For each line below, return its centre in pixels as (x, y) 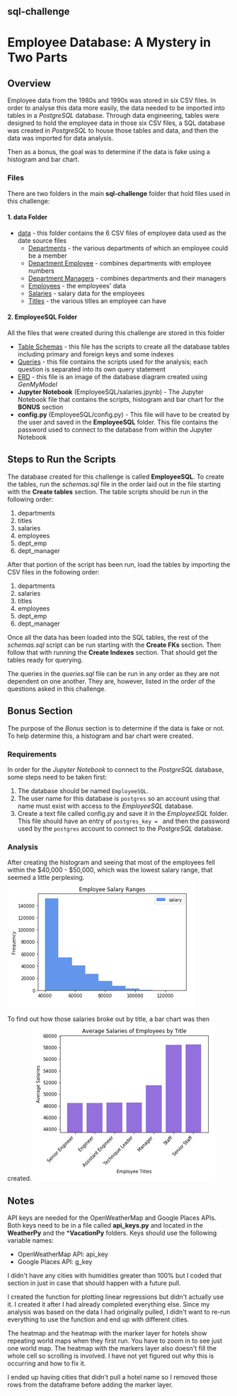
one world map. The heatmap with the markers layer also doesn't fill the (112, 1348)
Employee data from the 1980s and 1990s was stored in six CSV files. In (112, 100)
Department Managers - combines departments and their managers (127, 278)
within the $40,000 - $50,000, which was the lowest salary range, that (110, 870)
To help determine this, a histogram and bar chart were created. (100, 736)
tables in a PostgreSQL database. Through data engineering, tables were (113, 116)
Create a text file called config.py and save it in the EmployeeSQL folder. (123, 814)
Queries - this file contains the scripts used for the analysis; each (112, 362)
